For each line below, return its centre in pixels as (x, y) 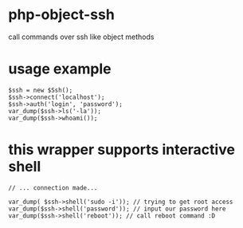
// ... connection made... (53, 188)
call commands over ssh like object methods (81, 37)
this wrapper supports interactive (121, 150)
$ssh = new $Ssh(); (41, 90)
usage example (60, 69)
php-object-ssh (62, 15)
